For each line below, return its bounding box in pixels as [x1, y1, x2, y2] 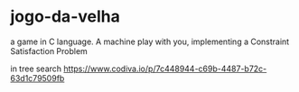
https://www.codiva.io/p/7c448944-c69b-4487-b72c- [63, 63, 267, 74]
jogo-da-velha [10, 6, 120, 27]
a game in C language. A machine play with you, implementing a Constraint [10, 36, 290, 47]
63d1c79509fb [10, 72, 65, 83]
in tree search [10, 63, 62, 74]
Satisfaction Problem [10, 45, 89, 56]
